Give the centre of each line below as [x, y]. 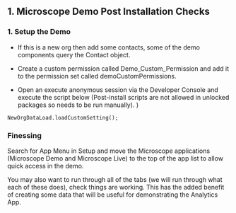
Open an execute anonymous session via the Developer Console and [118, 90]
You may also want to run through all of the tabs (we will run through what [115, 179]
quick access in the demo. [46, 166]
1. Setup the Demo [39, 32]
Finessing [25, 135]
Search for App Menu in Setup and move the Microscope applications [109, 151]
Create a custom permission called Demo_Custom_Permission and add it [123, 68]
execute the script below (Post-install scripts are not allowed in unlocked [123, 97]
